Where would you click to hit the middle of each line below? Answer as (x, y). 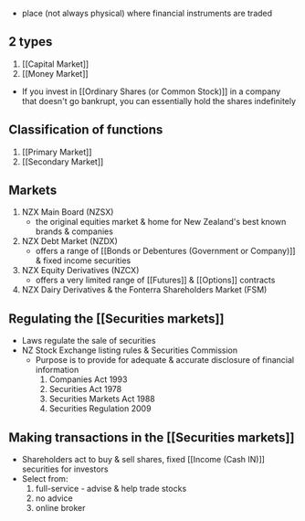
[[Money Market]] (55, 73)
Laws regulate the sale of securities (89, 341)
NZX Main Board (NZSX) (68, 212)
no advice (54, 498)
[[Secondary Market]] (63, 161)
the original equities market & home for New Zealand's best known (161, 222)
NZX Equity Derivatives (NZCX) (80, 271)
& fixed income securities (83, 260)
